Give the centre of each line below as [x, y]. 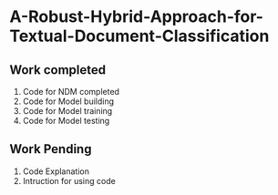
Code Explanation [56, 171]
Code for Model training [67, 111]
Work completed [58, 70]
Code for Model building [68, 101]
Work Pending [51, 149]
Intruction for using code [69, 180]
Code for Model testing [66, 121]
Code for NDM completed [71, 92]
